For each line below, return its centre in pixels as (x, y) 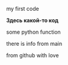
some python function (34, 32)
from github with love (32, 55)
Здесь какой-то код (32, 20)
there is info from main (34, 44)
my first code (23, 9)
